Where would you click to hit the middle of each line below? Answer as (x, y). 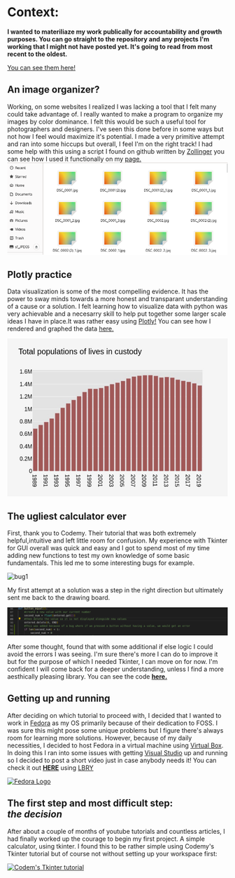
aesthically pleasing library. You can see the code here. (87, 676)
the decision (35, 814)
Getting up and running (59, 699)
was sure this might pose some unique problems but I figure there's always (115, 730)
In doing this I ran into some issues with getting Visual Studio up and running (117, 752)
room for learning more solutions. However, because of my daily (100, 738)
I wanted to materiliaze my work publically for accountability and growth (115, 32)
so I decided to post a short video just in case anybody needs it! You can (112, 760)
